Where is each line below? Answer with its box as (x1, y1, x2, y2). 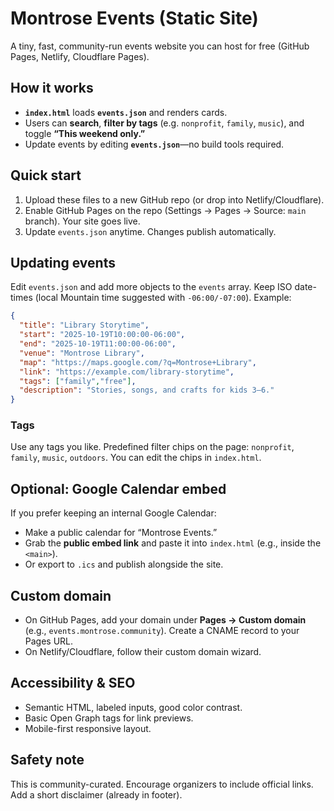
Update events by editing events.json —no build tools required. (24, 138, 285, 150)
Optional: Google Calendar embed (10, 480, 227, 497)
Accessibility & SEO (10, 675, 136, 692)
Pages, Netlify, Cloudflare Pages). (10, 50, 150, 62)
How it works (10, 80, 94, 97)
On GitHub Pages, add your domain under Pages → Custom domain (24, 614, 307, 626)
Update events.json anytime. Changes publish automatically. (24, 225, 277, 237)
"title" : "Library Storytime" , (19, 320, 150, 331)
